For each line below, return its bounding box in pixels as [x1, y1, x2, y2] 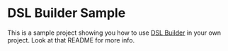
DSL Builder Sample [7, 5, 126, 21]
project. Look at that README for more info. [7, 35, 135, 44]
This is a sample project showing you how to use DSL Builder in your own [7, 28, 222, 37]
